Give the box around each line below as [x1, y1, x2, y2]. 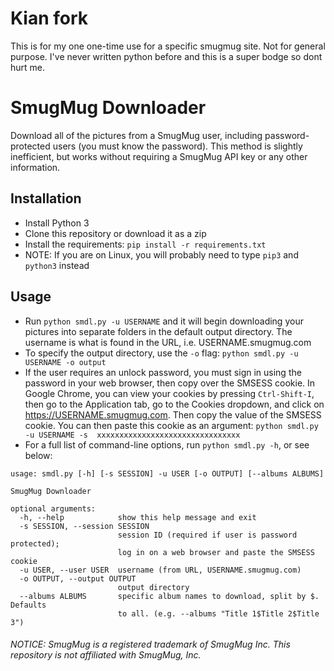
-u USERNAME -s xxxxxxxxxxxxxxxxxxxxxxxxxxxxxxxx [24, 430, 241, 440]
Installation [10, 190, 82, 207]
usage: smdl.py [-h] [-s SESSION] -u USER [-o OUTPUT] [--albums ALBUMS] [10, 468, 325, 479]
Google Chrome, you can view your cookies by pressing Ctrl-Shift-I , [24, 387, 315, 399]
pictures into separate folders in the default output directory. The [24, 325, 293, 337]
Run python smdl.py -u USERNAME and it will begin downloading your [24, 315, 304, 327]
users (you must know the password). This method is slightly [52, 140, 303, 152]
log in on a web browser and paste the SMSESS [117, 547, 315, 557]
